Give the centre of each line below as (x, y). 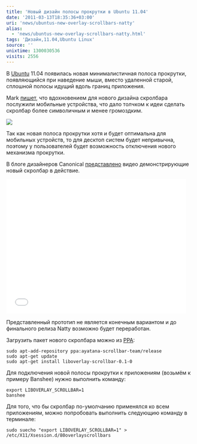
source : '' (20, 46)
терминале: (21, 419)
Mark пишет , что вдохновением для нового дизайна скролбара (87, 98)
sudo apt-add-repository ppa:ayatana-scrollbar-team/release (84, 351)
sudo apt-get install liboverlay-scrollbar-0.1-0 (69, 361)
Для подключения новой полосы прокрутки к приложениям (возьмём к (99, 373)
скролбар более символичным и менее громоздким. (74, 110)
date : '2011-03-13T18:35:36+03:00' (51, 17)
